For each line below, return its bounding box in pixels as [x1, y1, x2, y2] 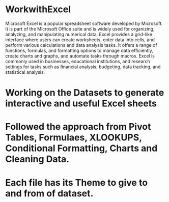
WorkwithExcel [5, 4, 71, 15]
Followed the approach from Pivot [5, 121, 151, 133]
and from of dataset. [5, 187, 94, 199]
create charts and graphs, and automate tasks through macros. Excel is [5, 52, 155, 59]
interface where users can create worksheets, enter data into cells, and [5, 37, 155, 43]
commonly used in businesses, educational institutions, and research [5, 58, 150, 64]
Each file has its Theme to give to [5, 177, 148, 188]
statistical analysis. [5, 69, 45, 75]
